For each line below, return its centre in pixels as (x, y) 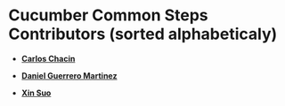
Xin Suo (36, 93)
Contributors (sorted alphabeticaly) (143, 34)
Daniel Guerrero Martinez (69, 75)
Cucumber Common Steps (108, 15)
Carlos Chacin (48, 58)
